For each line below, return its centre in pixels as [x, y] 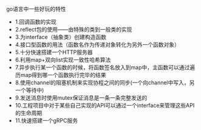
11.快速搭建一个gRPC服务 [46, 121]
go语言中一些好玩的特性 [36, 9]
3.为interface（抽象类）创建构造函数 [60, 37]
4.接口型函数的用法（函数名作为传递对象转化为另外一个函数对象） [97, 45]
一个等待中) [29, 90]
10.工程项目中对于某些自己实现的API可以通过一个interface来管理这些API [105, 105]
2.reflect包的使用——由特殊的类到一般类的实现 [73, 29]
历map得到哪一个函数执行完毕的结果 [60, 75]
